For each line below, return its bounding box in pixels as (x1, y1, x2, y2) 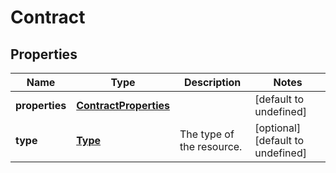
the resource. (179, 140, 243, 153)
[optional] (254, 121, 302, 135)
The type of (179, 127, 235, 141)
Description (183, 76, 242, 89)
